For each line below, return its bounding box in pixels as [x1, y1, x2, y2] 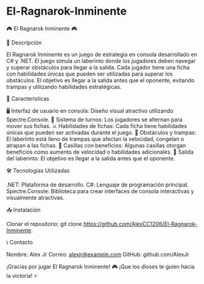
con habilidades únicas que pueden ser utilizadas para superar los [6, 70, 173, 77]
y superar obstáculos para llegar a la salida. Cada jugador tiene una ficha [6, 63, 190, 71]
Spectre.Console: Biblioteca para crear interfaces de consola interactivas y [6, 187, 194, 194]
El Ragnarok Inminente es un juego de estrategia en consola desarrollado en [6, 51, 198, 58]
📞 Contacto [6, 238, 33, 246]
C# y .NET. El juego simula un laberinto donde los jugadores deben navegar [6, 57, 196, 65]
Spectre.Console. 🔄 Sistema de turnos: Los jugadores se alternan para [6, 116, 183, 123]
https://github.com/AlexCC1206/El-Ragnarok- [83, 220, 198, 227]
